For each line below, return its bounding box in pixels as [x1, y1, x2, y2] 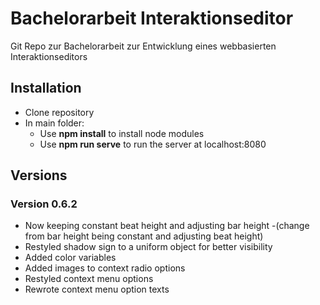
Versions [10, 167, 68, 184]
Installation [10, 80, 82, 97]
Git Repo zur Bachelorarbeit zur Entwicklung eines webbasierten [10, 40, 277, 52]
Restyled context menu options [24, 273, 154, 285]
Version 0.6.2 [10, 197, 78, 211]
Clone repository [24, 106, 95, 118]
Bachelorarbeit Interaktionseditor [10, 7, 294, 30]
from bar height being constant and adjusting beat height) [24, 230, 264, 242]
